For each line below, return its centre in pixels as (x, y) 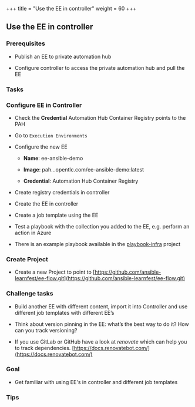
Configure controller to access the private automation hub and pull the (100, 68)
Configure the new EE (41, 147)
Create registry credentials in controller (62, 192)
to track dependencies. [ (44, 348)
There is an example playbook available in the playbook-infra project (97, 244)
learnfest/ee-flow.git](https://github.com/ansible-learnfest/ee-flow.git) (100, 278)
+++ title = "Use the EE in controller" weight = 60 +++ (71, 9)
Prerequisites (26, 43)
